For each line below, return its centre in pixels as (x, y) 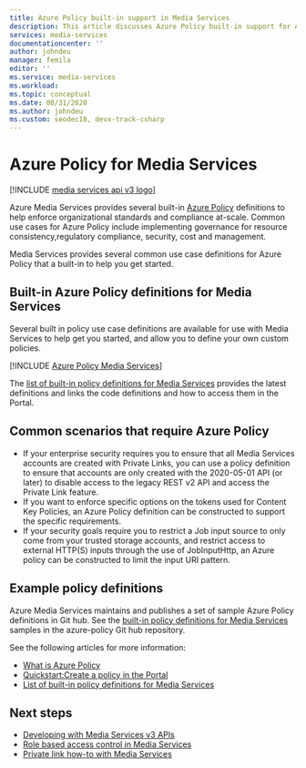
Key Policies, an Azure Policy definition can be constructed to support (153, 511)
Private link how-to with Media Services (97, 754)
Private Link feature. (60, 492)
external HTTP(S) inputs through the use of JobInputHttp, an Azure (148, 550)
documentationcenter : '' (56, 43)
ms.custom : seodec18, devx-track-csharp (87, 119)
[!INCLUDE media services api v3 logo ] (83, 190)
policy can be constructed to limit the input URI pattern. (126, 559)
